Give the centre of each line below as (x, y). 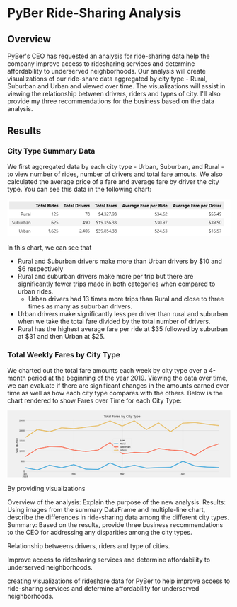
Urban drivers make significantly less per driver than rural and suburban (123, 314)
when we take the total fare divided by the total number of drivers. (114, 322)
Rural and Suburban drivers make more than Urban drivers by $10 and (120, 261)
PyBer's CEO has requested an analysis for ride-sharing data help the (109, 56)
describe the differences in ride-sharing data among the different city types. (118, 517)
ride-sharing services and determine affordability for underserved (103, 588)
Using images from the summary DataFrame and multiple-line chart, (106, 509)
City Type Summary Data (51, 151)
